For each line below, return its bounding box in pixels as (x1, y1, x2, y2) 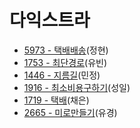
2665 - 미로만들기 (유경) (23, 106, 118, 118)
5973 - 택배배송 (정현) (23, 44, 109, 56)
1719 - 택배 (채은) (23, 94, 90, 106)
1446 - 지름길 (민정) (23, 69, 101, 81)
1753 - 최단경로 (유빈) (23, 56, 108, 68)
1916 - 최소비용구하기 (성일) (23, 81, 131, 93)
